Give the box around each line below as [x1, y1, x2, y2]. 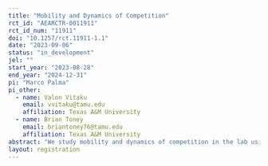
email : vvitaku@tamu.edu [22, 101, 105, 109]
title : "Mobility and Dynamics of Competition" [8, 11, 170, 20]
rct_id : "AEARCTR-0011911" [8, 19, 98, 27]
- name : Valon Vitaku [15, 93, 88, 101]
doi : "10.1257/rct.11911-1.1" [8, 34, 109, 42]
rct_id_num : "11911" [8, 26, 77, 34]
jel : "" [8, 57, 34, 65]
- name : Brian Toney [15, 116, 84, 124]
